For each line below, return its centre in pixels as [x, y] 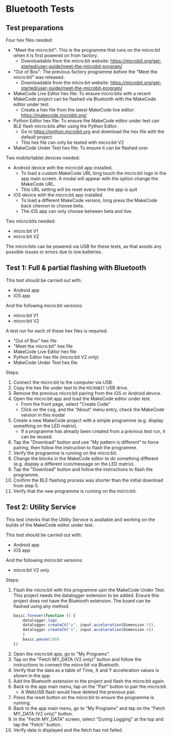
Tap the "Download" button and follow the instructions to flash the [83, 469]
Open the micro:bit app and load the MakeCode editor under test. [82, 398]
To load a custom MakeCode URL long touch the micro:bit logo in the [94, 173]
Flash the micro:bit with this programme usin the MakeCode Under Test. [89, 590]
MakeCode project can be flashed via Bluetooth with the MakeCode [84, 99]
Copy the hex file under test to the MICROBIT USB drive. [71, 387]
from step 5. [26, 485]
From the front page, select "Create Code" [66, 404]
